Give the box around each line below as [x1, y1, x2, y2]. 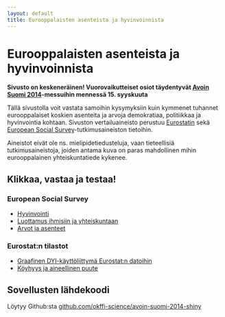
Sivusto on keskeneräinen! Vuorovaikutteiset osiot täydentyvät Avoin [7, 83, 209, 91]
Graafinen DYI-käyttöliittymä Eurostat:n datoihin [16, 257, 152, 265]
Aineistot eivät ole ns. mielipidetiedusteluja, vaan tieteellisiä [7, 139, 175, 148]
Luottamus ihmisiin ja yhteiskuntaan [16, 217, 119, 225]
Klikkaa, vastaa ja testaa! [7, 173, 117, 185]
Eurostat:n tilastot [7, 242, 69, 251]
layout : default [7, 10, 54, 17]
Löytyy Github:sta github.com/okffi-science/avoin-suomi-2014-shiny [7, 303, 202, 311]
